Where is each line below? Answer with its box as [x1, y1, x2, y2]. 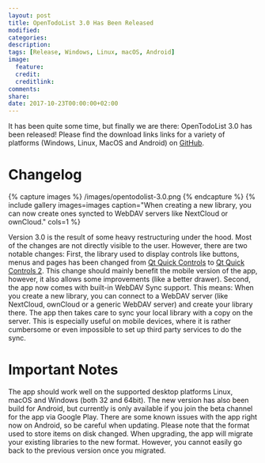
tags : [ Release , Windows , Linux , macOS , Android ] [8, 48, 176, 56]
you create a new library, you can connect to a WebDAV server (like [8, 292, 229, 301]
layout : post [8, 11, 51, 20]
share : [8, 92, 30, 100]
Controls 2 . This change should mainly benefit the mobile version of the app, [8, 266, 258, 276]
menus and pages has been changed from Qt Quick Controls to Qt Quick [8, 258, 245, 267]
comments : [8, 85, 41, 93]
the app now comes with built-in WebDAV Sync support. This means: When [8, 283, 255, 292]
